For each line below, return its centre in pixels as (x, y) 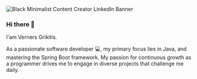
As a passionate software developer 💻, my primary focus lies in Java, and (96, 49)
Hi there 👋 (21, 24)
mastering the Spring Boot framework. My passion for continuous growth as (99, 57)
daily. (13, 70)
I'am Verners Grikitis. (32, 37)
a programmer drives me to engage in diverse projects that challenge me (95, 64)
